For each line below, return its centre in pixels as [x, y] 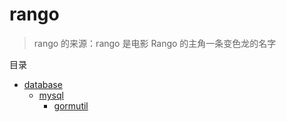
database [43, 84]
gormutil [71, 105]
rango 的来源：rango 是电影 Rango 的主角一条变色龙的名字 [155, 43]
